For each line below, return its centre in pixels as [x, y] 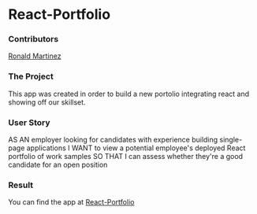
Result [21, 185]
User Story [29, 122]
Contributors [34, 39]
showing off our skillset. [47, 102]
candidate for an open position [58, 165]
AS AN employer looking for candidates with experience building [113, 140]
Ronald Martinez [35, 56]
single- [231, 140]
